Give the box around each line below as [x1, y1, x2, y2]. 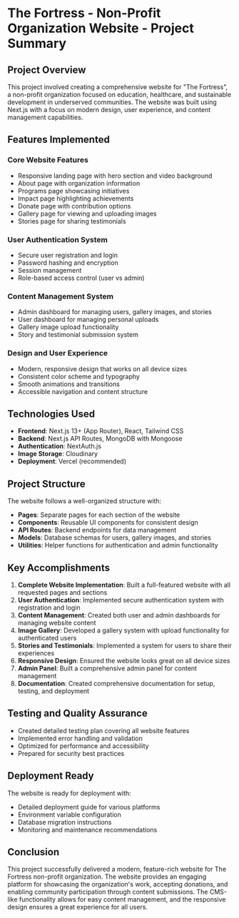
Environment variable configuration [17, 810, 121, 819]
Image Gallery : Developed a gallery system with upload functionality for [17, 626, 230, 635]
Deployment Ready [7, 770, 94, 782]
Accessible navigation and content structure [17, 387, 148, 395]
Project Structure [7, 478, 86, 490]
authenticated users [17, 634, 77, 642]
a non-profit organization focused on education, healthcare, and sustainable [7, 91, 232, 99]
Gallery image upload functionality [17, 323, 119, 331]
